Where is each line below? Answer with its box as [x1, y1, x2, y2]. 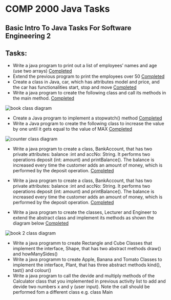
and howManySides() [12, 251, 58, 257]
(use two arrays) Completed [12, 68, 72, 74]
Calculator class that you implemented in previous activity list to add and [12, 278, 166, 285]
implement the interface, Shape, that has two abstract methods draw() [12, 246, 161, 252]
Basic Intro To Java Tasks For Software [5, 24, 132, 32]
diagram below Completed [12, 220, 69, 226]
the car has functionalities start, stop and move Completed [12, 84, 137, 90]
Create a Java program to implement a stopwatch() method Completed [12, 115, 162, 121]
